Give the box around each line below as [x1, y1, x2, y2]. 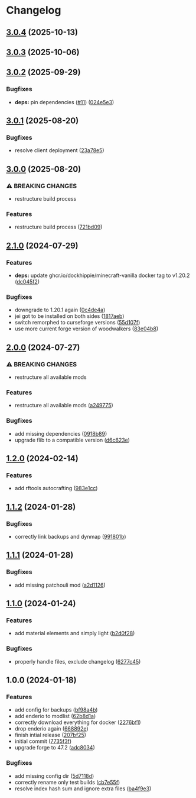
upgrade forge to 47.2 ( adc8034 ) [14, 744, 96, 751]
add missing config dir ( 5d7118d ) [14, 772, 94, 779]
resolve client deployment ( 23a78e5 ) [14, 147, 104, 154]
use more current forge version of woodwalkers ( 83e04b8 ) [14, 325, 159, 332]
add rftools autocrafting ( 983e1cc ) [14, 485, 98, 492]
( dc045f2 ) [14, 278, 40, 285]
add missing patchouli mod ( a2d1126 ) [14, 581, 106, 588]
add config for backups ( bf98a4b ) [14, 706, 98, 713]
